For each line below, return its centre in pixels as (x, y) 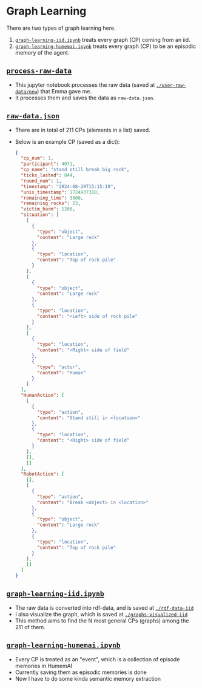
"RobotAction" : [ (43, 474)
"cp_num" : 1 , (37, 158)
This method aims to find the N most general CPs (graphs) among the (102, 621)
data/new (26, 92)
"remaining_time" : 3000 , (52, 198)
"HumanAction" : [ (43, 396)
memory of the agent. (42, 52)
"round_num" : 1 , (41, 181)
